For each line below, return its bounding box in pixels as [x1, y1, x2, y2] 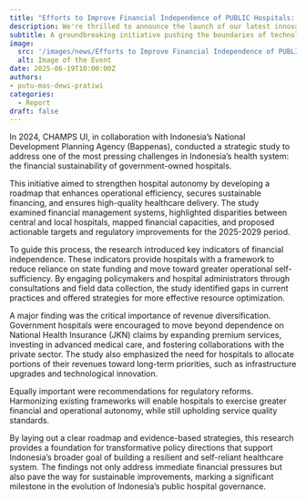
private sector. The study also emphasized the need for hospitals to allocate [9, 349, 294, 360]
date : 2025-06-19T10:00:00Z [9, 65, 117, 74]
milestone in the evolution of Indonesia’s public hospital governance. [9, 481, 267, 492]
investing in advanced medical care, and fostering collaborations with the [9, 339, 285, 351]
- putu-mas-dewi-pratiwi [9, 81, 104, 90]
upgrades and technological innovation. [9, 368, 158, 379]
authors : [9, 73, 43, 82]
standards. [9, 415, 50, 426]
